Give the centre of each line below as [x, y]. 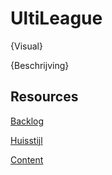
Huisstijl [26, 140]
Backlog [27, 121]
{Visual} [26, 46]
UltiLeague [56, 18]
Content [27, 159]
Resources [44, 97]
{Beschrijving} [40, 65]
